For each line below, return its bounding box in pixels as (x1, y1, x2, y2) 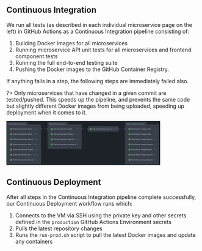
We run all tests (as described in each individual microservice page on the (6, 21, 193, 28)
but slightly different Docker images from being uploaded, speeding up (6, 102, 185, 110)
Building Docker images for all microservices (15, 39, 128, 47)
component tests (15, 52, 58, 60)
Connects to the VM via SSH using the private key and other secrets (15, 211, 187, 219)
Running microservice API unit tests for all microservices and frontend (15, 46, 192, 53)
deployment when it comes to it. (6, 108, 87, 116)
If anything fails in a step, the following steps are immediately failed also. (6, 77, 189, 84)
